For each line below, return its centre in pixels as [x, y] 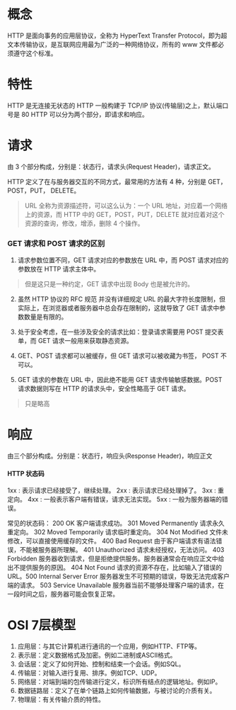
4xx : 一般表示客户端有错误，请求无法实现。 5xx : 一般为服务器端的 [125, 500]
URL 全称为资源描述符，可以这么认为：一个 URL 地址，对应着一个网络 [126, 205]
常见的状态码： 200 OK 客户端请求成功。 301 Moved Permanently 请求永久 [116, 523]
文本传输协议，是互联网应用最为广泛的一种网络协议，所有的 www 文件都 [113, 44]
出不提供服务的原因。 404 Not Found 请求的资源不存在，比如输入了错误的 [115, 568]
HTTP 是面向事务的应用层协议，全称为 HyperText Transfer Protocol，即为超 [117, 35]
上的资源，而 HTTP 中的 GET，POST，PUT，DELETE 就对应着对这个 [124, 214]
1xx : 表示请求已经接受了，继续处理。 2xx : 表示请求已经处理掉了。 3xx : [112, 490]
